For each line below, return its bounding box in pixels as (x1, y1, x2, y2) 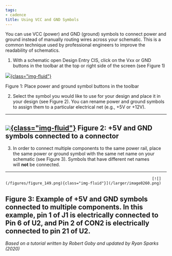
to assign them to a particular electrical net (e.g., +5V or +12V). (12, 104, 146, 110)
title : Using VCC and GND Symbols (5, 17, 79, 22)
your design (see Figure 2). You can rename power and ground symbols (12, 98, 165, 105)
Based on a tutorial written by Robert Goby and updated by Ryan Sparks (5, 240, 159, 246)
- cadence (5, 12, 27, 17)
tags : (5, 7, 17, 13)
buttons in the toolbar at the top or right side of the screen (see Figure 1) (12, 62, 165, 69)
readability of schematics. (5, 47, 60, 54)
